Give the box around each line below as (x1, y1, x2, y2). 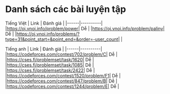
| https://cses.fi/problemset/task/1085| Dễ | (5, 62, 94, 68)
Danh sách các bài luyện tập (5, 4, 126, 15)
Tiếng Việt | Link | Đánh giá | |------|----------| (5, 20, 103, 26)
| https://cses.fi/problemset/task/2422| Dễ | (5, 67, 95, 73)
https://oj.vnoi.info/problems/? (16, 31, 80, 37)
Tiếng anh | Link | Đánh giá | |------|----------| (5, 46, 103, 52)
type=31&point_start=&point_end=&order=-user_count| (5, 36, 120, 42)
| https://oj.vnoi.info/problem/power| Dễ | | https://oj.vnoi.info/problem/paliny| (5, 25, 165, 31)
